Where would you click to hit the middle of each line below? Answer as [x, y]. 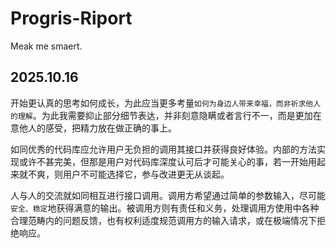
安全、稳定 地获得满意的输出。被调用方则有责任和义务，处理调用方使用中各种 [165, 208]
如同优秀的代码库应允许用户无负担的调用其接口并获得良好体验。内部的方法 [163, 149]
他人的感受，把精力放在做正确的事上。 [97, 128]
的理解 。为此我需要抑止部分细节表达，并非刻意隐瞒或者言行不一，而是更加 [161, 115]
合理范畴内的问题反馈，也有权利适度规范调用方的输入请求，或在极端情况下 [163, 220]
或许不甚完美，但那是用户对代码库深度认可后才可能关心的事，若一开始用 [167, 161]
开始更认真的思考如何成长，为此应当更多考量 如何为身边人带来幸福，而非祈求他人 [166, 103]
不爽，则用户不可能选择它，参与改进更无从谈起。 [128, 174]
